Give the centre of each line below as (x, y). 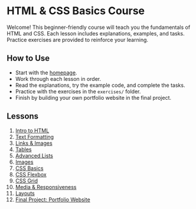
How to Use (28, 58)
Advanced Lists (34, 155)
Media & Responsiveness (46, 187)
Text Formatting (35, 136)
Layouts (25, 193)
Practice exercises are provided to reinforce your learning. (78, 40)
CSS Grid (26, 181)
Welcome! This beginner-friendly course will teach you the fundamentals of (99, 27)
